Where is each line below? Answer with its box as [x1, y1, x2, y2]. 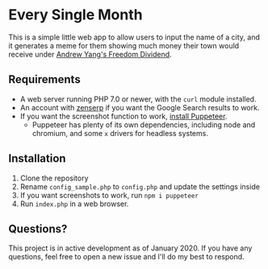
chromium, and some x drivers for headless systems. [31, 128, 208, 138]
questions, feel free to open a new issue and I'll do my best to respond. [8, 252, 245, 262]
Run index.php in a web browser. [19, 199, 129, 209]
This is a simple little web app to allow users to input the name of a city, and [8, 32, 261, 42]
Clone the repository [19, 173, 89, 183]
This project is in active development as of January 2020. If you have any [8, 243, 253, 253]
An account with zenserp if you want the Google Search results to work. [19, 102, 260, 112]
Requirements [8, 72, 81, 86]
